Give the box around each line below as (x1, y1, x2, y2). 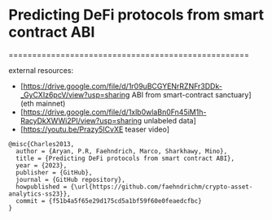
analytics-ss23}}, (8, 189, 71, 198)
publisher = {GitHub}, (15, 168, 93, 176)
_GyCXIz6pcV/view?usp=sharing (20, 89, 130, 99)
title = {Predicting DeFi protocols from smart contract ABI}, (15, 154, 235, 162)
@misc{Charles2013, (8, 140, 75, 148)
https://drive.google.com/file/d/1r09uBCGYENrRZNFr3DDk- (23, 81, 222, 91)
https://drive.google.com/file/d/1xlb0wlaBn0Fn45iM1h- (23, 107, 207, 117)
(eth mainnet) (20, 98, 66, 108)
